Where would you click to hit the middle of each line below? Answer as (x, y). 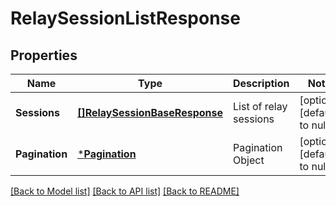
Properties (44, 55)
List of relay (260, 106)
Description (261, 83)
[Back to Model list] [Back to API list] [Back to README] (125, 191)
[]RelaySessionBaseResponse (150, 112)
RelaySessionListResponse (125, 18)
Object (249, 160)
